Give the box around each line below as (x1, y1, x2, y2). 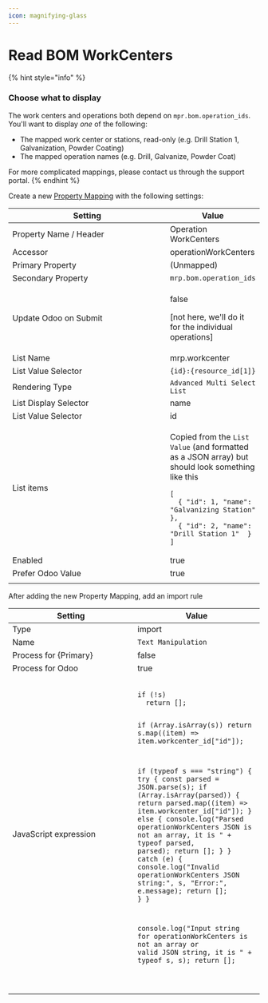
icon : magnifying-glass (8, 11, 88, 20)
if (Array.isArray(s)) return (137, 721, 253, 730)
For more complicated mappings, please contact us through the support (8, 167, 245, 177)
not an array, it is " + (137, 830, 232, 839)
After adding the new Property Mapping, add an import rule (8, 591, 203, 600)
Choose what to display (8, 93, 102, 104)
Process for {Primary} (12, 649, 93, 660)
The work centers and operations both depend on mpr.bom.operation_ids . (8, 110, 251, 120)
